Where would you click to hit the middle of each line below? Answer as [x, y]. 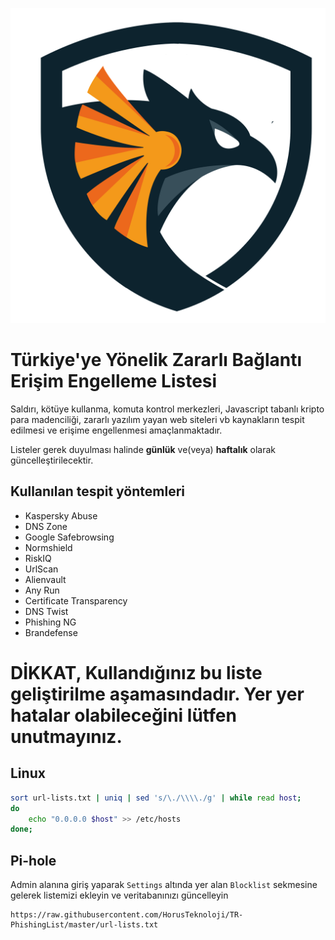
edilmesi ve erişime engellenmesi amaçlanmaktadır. [116, 430]
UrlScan [41, 569]
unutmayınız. [66, 736]
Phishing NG [50, 622]
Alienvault [45, 579]
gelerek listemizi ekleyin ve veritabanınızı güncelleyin [119, 895]
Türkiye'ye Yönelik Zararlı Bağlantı [156, 360]
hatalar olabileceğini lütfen [123, 715]
